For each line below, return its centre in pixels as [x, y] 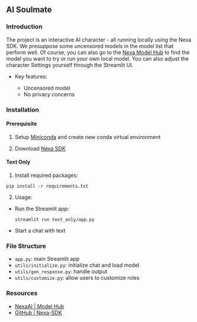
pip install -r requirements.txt [47, 187]
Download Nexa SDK [40, 149]
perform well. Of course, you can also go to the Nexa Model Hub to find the [98, 52]
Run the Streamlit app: [42, 209]
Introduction [24, 27]
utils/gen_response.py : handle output [61, 272]
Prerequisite [22, 124]
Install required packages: [46, 175]
